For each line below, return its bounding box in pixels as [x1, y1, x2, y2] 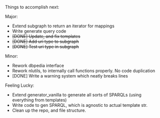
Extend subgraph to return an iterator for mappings [12, 23, 115, 29]
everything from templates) [12, 97, 67, 103]
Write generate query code [12, 28, 67, 34]
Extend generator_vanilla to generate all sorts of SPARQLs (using [12, 92, 142, 98]
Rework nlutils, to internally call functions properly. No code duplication [12, 68, 156, 74]
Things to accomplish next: [5, 4, 59, 10]
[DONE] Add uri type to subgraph [12, 39, 79, 44]
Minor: [5, 53, 18, 59]
